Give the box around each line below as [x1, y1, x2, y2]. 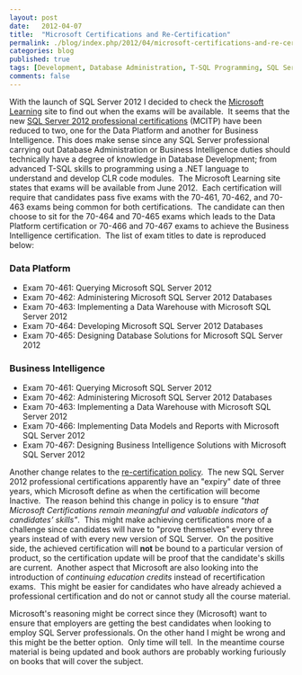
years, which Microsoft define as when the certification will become [9, 486, 261, 497]
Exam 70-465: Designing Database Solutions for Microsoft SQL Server [22, 330, 283, 342]
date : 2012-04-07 [9, 22, 83, 31]
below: [9, 239, 34, 250]
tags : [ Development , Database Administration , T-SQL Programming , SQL [9, 64, 280, 73]
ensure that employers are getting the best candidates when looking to [9, 617, 271, 629]
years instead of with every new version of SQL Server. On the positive [9, 534, 274, 545]
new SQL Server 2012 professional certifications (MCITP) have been [9, 115, 262, 126]
